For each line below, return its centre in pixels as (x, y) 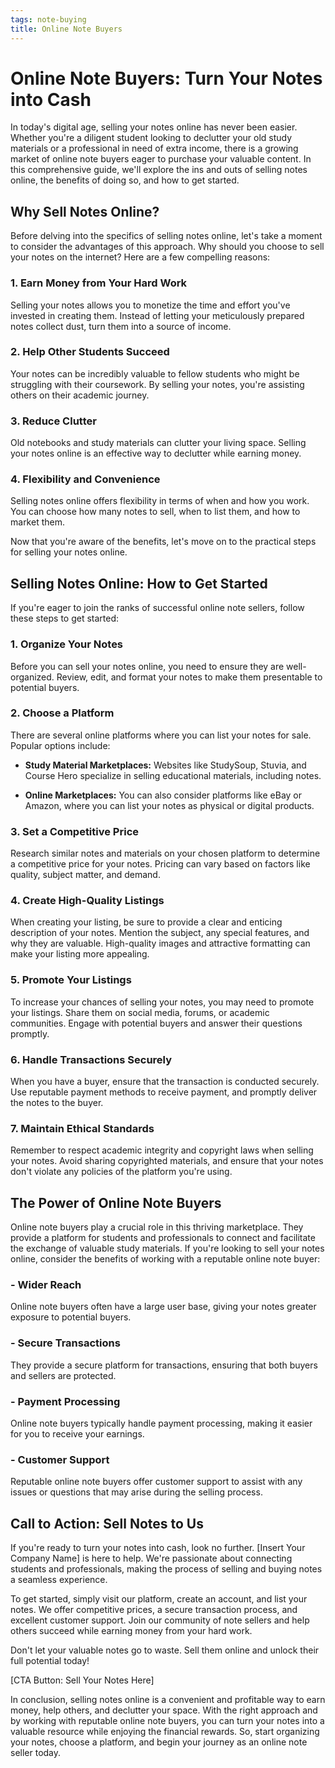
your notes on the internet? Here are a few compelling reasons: (140, 257)
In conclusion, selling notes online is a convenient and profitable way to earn (168, 1700)
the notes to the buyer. (57, 1103)
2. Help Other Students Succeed (90, 352)
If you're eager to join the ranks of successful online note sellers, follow (157, 608)
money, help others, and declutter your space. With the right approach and (164, 1710)
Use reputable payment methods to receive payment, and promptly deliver (164, 1092)
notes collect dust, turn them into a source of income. (121, 326)
